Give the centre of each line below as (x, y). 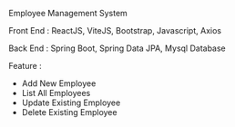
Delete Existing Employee (69, 112)
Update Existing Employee (71, 103)
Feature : (25, 66)
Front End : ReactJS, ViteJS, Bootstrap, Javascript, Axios (115, 30)
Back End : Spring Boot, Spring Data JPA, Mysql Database (117, 48)
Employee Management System (68, 13)
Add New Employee (59, 83)
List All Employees (56, 93)
